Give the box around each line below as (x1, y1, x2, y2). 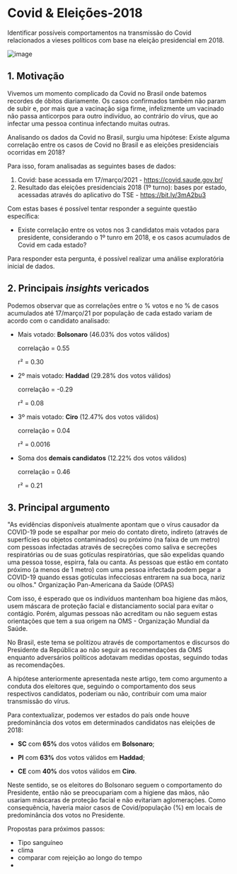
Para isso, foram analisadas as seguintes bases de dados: (7, 162, 176, 170)
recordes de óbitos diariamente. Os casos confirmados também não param (7, 96, 226, 105)
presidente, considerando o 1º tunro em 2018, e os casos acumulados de (17, 232, 231, 242)
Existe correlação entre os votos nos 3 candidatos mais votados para (17, 225, 219, 234)
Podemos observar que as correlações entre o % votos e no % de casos (7, 301, 219, 310)
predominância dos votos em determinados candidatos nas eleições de (7, 718, 216, 727)
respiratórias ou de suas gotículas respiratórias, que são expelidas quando (7, 551, 225, 559)
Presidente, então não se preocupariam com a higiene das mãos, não (7, 788, 210, 797)
